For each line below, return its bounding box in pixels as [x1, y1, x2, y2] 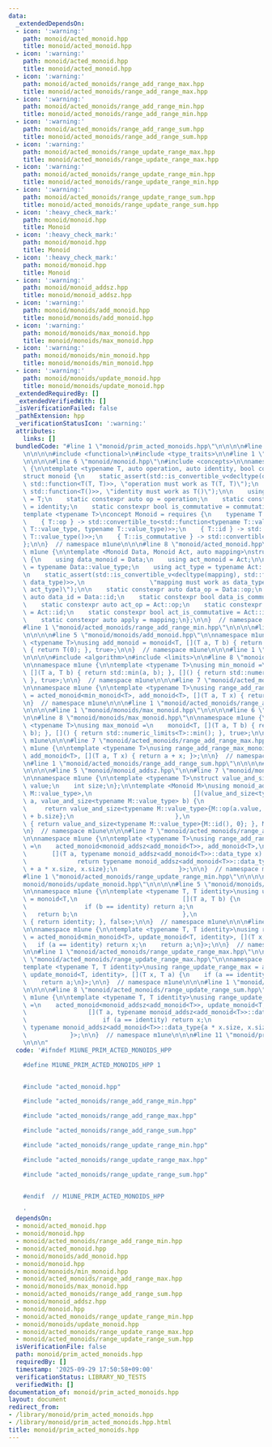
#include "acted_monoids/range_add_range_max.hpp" [23, 1112, 198, 1121]
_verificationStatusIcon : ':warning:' [15, 420, 147, 428]
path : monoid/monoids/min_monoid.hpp [23, 352, 151, 360]
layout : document [8, 1396, 67, 1404]
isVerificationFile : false [15, 1343, 107, 1351]
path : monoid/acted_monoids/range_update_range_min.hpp [23, 171, 216, 179]
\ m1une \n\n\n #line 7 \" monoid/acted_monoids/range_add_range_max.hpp [23, 736, 266, 745]
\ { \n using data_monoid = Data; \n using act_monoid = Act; [23, 555, 252, 564]
